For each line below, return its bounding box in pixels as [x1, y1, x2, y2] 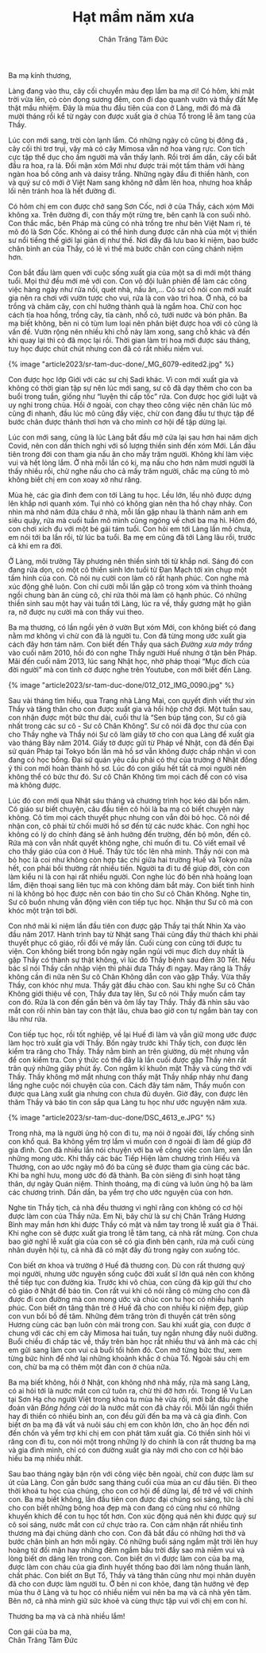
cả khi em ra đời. [8, 541, 64, 550]
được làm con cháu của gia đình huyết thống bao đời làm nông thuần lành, [8, 1561, 252, 1572]
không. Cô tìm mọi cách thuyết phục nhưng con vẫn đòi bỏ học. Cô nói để [8, 812, 250, 822]
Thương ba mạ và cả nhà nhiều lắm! [8, 1611, 125, 1620]
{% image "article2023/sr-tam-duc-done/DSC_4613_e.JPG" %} [8, 1112, 216, 1122]
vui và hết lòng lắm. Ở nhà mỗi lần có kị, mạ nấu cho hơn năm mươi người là [8, 458, 256, 467]
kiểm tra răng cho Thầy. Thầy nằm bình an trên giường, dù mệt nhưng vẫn [8, 1046, 249, 1056]
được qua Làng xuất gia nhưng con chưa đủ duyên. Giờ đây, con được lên [8, 1088, 249, 1098]
